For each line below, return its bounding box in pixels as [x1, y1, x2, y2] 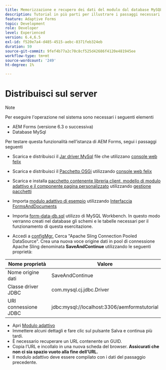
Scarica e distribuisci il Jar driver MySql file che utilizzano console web [12, 154, 158, 159]
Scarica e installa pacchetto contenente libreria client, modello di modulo [12, 178, 161, 184]
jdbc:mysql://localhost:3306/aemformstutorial [51, 304, 159, 311]
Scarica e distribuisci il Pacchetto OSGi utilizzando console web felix [12, 168, 152, 174]
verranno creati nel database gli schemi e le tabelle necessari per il [12, 218, 149, 224]
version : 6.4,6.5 [5, 35, 41, 40]
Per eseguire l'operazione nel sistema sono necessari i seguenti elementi [5, 114, 154, 120]
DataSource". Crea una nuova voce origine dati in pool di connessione [12, 238, 155, 244]
